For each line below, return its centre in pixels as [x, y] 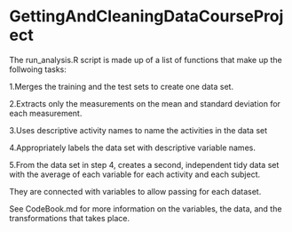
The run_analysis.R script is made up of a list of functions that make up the [146, 60]
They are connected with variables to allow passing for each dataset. [135, 191]
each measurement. [46, 113]
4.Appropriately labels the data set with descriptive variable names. [132, 148]
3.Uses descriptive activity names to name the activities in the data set [138, 130]
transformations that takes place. [70, 218]
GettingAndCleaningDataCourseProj [146, 16]
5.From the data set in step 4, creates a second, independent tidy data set [144, 164]
